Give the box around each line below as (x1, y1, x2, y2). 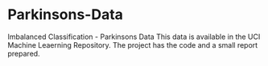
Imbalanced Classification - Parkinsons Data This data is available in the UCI (7, 32, 261, 41)
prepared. (7, 49, 41, 58)
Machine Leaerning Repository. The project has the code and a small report (7, 40, 258, 49)
